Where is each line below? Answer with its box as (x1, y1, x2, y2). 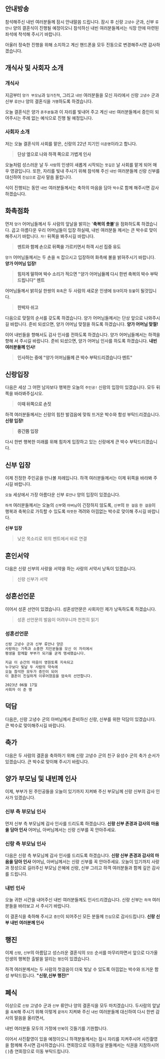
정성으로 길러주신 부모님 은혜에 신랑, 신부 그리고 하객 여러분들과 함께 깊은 (10, 865, 151, 871)
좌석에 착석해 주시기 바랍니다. (5, 31, 62, 37)
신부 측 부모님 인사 (5, 808, 46, 815)
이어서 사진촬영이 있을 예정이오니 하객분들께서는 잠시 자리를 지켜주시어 (5, 1036, 141, 1042)
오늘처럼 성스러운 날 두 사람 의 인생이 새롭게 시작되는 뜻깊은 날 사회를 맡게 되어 (5, 161, 152, 167)
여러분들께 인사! (5, 344, 36, 350)
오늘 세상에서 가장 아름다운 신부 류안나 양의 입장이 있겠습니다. (5, 492, 121, 498)
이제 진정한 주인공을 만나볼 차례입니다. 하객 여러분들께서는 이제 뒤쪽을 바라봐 (5, 475, 153, 481)
